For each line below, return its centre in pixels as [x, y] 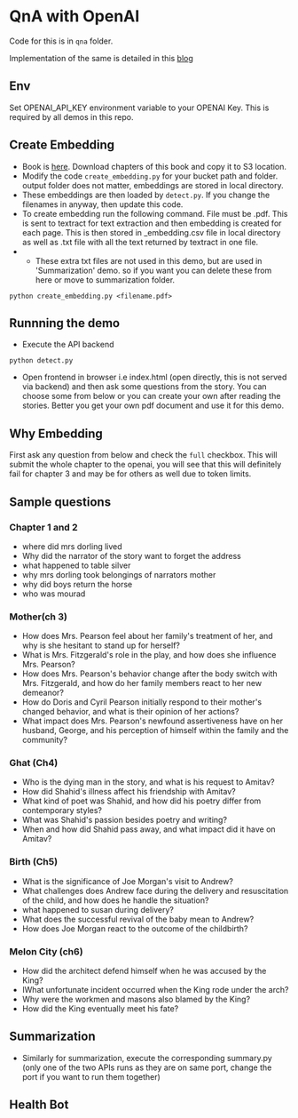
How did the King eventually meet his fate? [100, 1009]
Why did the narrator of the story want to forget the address [131, 555]
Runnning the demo [65, 323]
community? [45, 740]
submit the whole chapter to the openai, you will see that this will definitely [145, 465]
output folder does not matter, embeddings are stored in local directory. [153, 185]
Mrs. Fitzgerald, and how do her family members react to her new [142, 683]
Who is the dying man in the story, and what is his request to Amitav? [148, 782]
